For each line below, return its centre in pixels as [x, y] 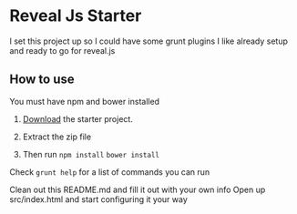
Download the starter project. [78, 118]
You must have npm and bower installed [85, 101]
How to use [42, 80]
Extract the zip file [57, 137]
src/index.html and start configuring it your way [99, 199]
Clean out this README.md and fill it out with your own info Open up [138, 189]
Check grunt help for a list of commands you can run [110, 172]
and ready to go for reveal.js [62, 50]
